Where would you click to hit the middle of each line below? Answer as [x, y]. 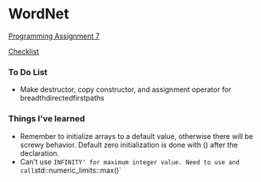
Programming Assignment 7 [54, 36]
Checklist [24, 51]
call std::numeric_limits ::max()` [71, 170]
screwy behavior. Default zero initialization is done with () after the [129, 144]
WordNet [39, 14]
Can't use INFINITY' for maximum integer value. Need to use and [129, 161]
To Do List [28, 72]
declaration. [40, 153]
